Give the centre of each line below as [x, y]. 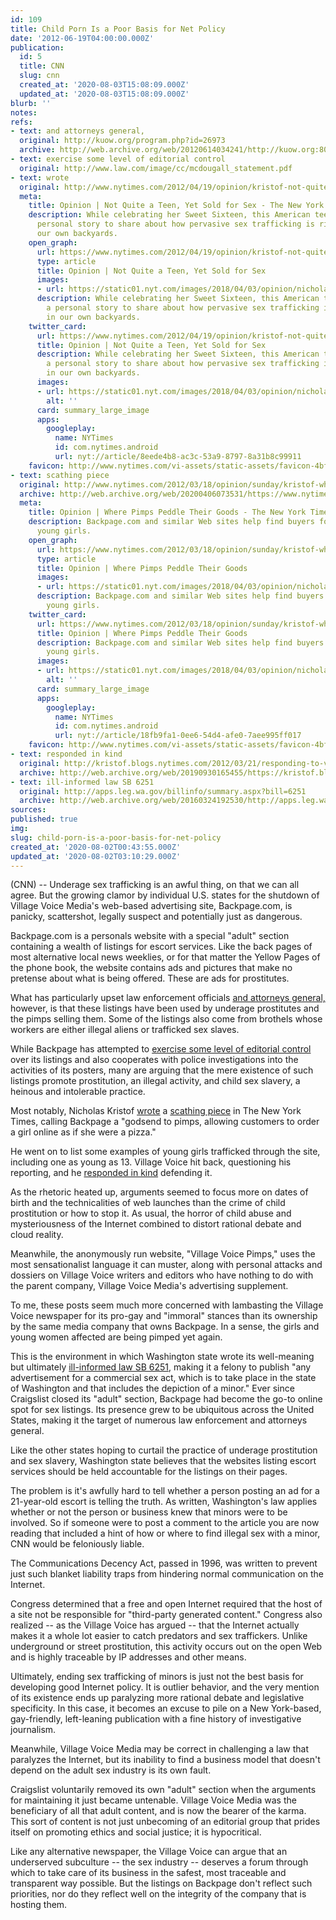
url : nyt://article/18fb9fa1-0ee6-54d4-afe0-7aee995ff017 [178, 736]
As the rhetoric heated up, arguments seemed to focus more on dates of [159, 1192]
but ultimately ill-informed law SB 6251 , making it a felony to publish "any [161, 1367]
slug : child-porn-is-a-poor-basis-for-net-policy [116, 837]
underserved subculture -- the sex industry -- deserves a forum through [159, 1862]
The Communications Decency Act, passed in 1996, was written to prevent [164, 1563]
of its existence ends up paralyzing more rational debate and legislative [157, 1698]
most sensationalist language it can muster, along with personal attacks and [166, 1265]
